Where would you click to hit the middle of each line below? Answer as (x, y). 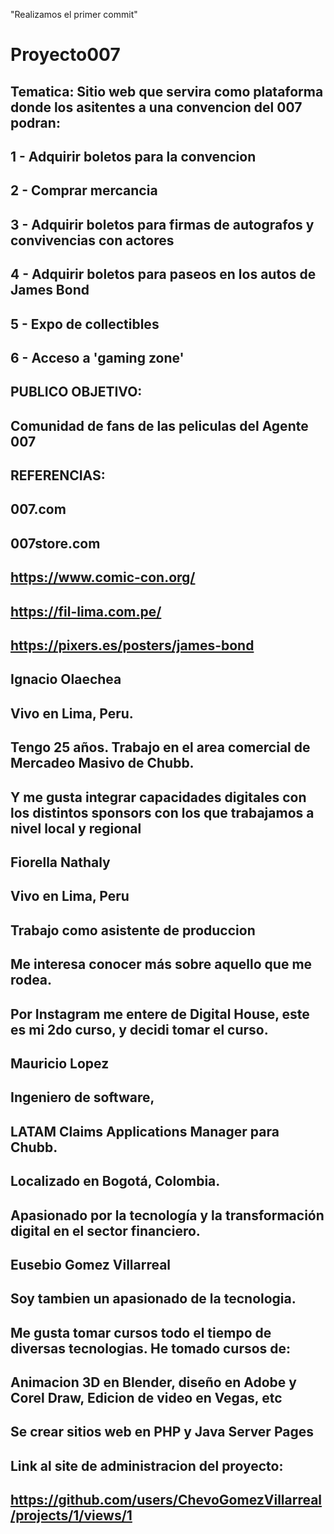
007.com (38, 509)
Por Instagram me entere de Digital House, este (160, 1014)
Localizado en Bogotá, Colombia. (115, 1181)
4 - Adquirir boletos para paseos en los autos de (163, 274)
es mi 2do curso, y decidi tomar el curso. (139, 1029)
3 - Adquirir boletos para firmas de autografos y (162, 224)
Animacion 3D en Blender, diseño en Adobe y (153, 1382)
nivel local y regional (76, 828)
